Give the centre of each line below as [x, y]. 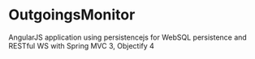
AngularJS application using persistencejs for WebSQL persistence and [128, 37]
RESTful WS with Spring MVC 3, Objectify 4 [81, 45]
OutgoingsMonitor [72, 15]
